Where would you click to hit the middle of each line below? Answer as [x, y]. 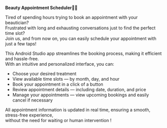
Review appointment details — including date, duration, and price [79, 89]
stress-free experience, [29, 115]
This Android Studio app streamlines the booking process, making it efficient [83, 53]
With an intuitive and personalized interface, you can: [60, 64]
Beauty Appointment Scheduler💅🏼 [42, 8]
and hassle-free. [22, 59]
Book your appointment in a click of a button [58, 84]
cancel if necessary [33, 100]
